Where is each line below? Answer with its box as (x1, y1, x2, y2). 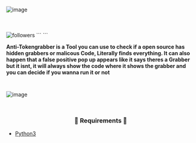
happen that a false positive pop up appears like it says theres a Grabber (6, 56, 190, 63)
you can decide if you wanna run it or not (6, 68, 110, 76)
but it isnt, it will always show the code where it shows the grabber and (6, 62, 186, 69)
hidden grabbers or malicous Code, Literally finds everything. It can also (6, 49, 191, 56)
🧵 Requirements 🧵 (74, 116, 128, 124)
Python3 (14, 130, 36, 138)
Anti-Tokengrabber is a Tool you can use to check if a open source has (6, 43, 185, 50)
